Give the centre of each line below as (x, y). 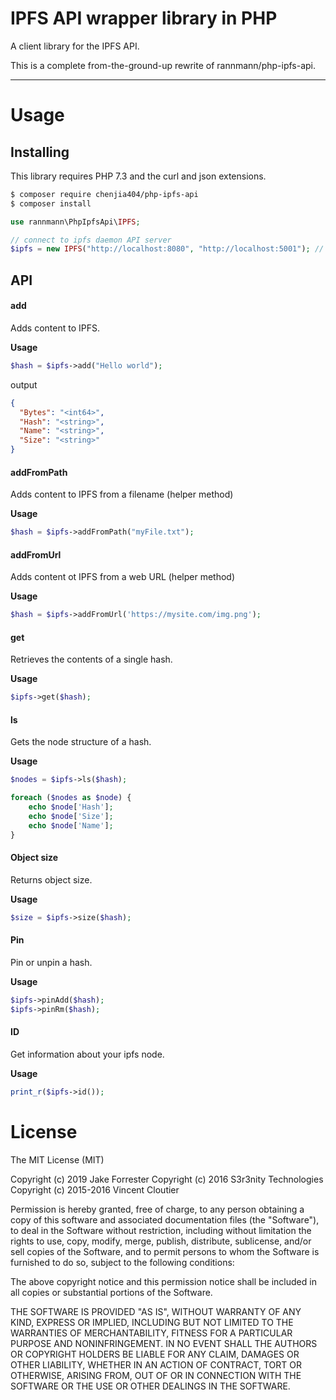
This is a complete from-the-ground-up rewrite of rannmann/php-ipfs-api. (163, 65)
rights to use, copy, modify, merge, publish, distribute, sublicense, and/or (161, 1241)
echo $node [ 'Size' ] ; (71, 817)
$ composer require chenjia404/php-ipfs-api (104, 194)
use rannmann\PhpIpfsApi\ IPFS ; (75, 222)
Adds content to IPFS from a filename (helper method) (122, 494)
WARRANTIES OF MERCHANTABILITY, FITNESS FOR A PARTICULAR (151, 1333)
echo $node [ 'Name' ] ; (71, 825)
